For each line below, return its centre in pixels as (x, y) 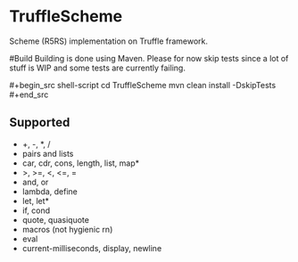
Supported (40, 123)
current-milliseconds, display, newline (92, 248)
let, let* (36, 201)
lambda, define (50, 191)
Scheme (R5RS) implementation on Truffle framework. (108, 41)
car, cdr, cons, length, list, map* (81, 163)
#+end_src (29, 94)
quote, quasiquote (55, 219)
